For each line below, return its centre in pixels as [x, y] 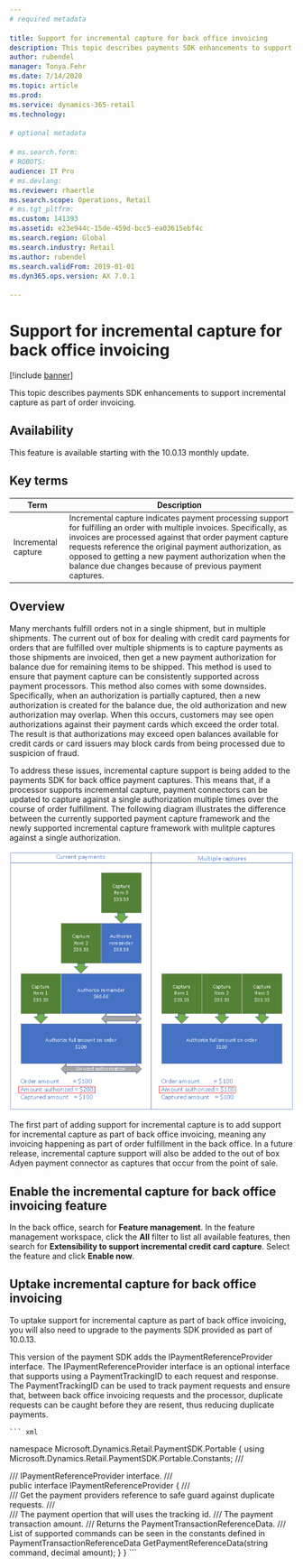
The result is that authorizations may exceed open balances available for [144, 733]
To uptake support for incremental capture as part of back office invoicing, [148, 1320]
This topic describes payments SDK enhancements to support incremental [147, 393]
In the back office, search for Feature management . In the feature [132, 1228]
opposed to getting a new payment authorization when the [177, 557]
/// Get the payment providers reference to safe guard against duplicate [142, 1495]
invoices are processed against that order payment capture [179, 538]
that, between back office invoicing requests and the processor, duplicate [146, 1395]
